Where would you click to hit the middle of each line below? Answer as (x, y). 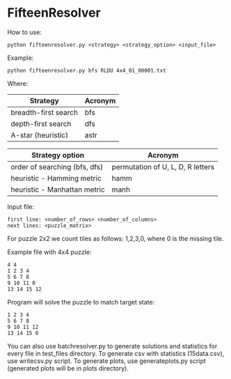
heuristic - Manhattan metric (58, 189)
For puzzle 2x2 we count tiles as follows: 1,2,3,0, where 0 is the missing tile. (115, 238)
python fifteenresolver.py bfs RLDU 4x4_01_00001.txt (87, 70)
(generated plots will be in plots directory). (68, 368)
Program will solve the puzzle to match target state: (81, 302)
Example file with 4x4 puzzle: (49, 252)
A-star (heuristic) (39, 135)
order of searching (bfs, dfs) (57, 167)
